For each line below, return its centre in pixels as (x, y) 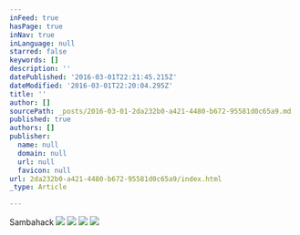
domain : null (42, 153)
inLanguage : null (42, 43)
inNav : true (32, 35)
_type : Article (38, 188)
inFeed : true (34, 18)
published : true (40, 119)
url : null (36, 162)
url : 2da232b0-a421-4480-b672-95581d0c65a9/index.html (116, 179)
